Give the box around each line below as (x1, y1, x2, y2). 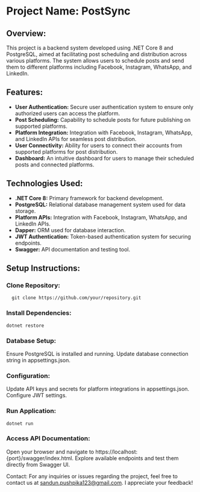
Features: (6, 87, 43, 98)
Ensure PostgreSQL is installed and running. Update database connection (6, 350, 189, 357)
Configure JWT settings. (6, 392, 67, 399)
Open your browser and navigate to (6, 448, 95, 455)
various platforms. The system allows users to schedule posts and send (6, 57, 184, 64)
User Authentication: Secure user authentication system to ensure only (14, 103, 194, 110)
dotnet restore (6, 323, 45, 329)
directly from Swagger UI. (6, 461, 70, 468)
